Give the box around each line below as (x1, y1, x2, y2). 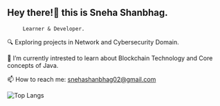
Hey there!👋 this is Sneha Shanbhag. (7, 7, 168, 19)
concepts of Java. (7, 61, 59, 69)
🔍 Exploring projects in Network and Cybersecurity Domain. (7, 37, 179, 46)
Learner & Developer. (22, 25, 85, 32)
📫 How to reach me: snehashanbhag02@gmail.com (7, 75, 156, 83)
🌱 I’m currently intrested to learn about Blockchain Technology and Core (7, 53, 213, 62)
